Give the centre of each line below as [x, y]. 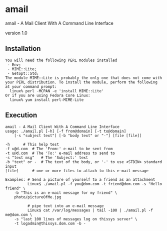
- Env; [14, 65]
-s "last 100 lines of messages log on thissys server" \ [76, 219]
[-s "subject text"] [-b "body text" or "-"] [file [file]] [78, 136]
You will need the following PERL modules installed [61, 60]
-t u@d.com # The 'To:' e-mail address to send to [60, 153]
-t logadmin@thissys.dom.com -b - [50, 223]
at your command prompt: [31, 86]
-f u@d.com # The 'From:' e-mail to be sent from [59, 149]
